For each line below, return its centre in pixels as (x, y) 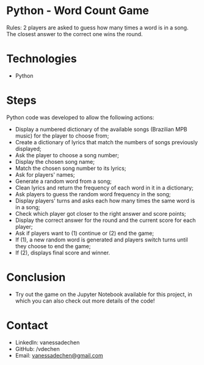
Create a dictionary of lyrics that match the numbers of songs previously (107, 142)
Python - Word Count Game (78, 11)
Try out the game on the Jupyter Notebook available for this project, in (104, 294)
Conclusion (36, 277)
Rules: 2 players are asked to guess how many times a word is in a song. (97, 28)
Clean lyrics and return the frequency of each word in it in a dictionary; (104, 188)
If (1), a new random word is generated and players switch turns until (101, 240)
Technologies (42, 59)
